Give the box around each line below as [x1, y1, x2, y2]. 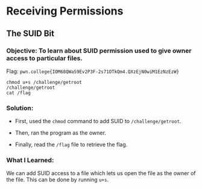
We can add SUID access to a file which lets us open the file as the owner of [6, 170, 196, 177]
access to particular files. [6, 54, 83, 62]
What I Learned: [6, 156, 54, 164]
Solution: [6, 104, 34, 112]
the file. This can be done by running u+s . [6, 176, 109, 184]
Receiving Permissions [6, 4, 124, 18]
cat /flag [6, 89, 31, 96]
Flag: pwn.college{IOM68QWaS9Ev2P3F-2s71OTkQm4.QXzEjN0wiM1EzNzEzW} [6, 68, 180, 75]
